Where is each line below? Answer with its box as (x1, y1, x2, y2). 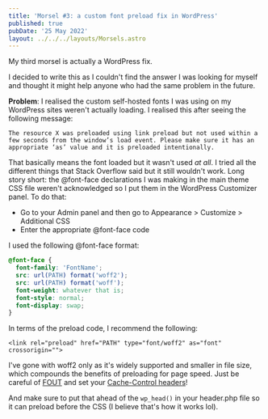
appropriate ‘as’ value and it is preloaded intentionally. (8, 143, 216, 152)
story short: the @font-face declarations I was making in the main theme (8, 175, 249, 184)
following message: (8, 114, 73, 124)
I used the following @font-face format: (8, 240, 140, 251)
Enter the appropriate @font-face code (19, 225, 150, 235)
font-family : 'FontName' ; (15, 264, 103, 272)
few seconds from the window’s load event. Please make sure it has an (8, 137, 254, 145)
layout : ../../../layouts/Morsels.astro (8, 34, 147, 43)
